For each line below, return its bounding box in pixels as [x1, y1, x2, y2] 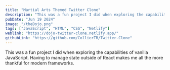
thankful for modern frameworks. [5, 60, 74, 66]
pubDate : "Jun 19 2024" [5, 17, 56, 22]
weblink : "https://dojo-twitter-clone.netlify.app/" [5, 31, 119, 36]
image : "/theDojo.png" [5, 21, 53, 27]
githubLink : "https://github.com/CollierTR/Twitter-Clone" [5, 36, 133, 41]
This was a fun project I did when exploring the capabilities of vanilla [5, 49, 148, 55]
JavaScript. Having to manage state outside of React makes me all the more [5, 54, 163, 60]
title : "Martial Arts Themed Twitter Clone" [5, 7, 101, 13]
